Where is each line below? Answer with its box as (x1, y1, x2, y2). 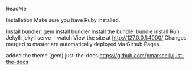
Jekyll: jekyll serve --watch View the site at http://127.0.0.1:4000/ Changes (6, 34, 187, 41)
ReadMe (6, 5, 27, 12)
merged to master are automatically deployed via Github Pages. (6, 41, 161, 47)
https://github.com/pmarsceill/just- (99, 52, 185, 59)
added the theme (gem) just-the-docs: (6, 52, 100, 59)
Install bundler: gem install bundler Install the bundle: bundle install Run (6, 28, 180, 35)
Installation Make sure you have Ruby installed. (6, 17, 121, 23)
